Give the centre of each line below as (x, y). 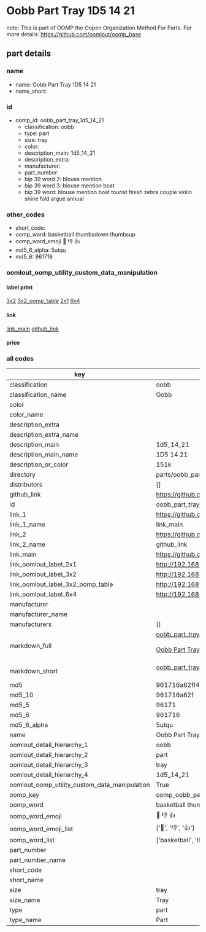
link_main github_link (33, 329)
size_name (25, 900)
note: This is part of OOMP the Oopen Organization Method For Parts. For (99, 28)
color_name (26, 415)
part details (29, 54)
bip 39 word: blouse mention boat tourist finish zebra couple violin (108, 192)
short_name (27, 880)
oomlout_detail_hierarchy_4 (49, 775)
